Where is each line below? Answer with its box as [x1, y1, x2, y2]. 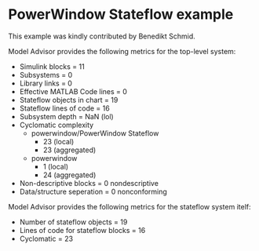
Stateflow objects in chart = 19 [19, 95, 119, 104]
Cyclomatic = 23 [19, 234, 73, 243]
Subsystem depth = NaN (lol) [19, 111, 114, 121]
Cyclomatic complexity [19, 120, 94, 129]
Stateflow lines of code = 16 [19, 104, 110, 113]
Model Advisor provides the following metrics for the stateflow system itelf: [8, 202, 251, 211]
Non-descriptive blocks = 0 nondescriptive [19, 178, 159, 187]
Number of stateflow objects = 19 [19, 217, 128, 227]
